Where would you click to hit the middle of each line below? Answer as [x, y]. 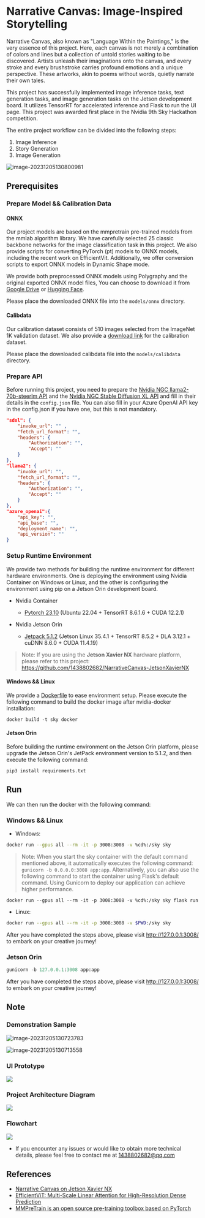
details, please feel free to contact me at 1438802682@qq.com [95, 1155]
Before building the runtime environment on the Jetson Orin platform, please [102, 747]
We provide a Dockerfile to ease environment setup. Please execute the [97, 695]
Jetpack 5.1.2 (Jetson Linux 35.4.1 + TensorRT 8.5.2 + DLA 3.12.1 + [107, 636]
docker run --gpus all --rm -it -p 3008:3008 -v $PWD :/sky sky [89, 923]
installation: [21, 708]
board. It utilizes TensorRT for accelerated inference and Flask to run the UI [101, 105]
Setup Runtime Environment [49, 556]
